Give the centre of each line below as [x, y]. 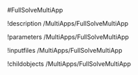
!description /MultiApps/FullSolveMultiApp [68, 23]
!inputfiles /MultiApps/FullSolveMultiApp [65, 50]
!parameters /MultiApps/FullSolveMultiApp [68, 37]
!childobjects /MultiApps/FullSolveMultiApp [69, 64]
